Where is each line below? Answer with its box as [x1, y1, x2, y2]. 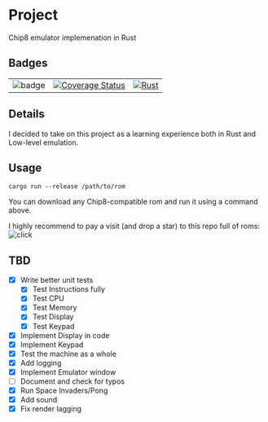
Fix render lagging [20, 404, 82, 414]
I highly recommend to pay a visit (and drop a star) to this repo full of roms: [8, 222, 261, 231]
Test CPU [32, 293, 65, 303]
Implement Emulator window [20, 367, 116, 376]
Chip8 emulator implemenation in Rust [8, 33, 137, 42]
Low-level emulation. [8, 137, 79, 147]
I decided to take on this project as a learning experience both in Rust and [8, 129, 257, 138]
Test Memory [32, 303, 77, 313]
